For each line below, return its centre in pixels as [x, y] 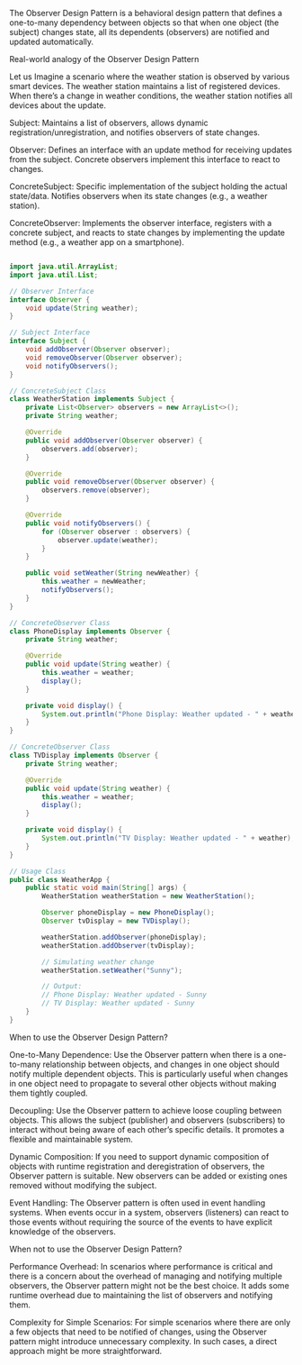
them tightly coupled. [49, 1093]
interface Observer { [50, 300]
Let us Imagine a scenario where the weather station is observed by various [150, 77]
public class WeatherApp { [60, 879]
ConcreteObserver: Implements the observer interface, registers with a [141, 223]
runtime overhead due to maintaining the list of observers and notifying [141, 1295]
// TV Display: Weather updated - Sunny [118, 1004]
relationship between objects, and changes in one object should [161, 1064]
